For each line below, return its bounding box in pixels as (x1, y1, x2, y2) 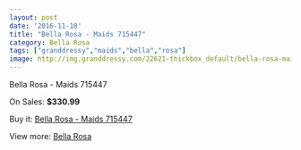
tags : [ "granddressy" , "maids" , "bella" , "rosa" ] (9, 46, 186, 55)
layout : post (9, 12, 58, 22)
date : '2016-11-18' (9, 21, 82, 30)
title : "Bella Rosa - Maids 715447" (9, 29, 146, 38)
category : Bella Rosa (9, 37, 90, 47)
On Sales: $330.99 (9, 96, 81, 107)
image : (9, 54, 34, 63)
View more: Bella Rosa (9, 131, 92, 141)
